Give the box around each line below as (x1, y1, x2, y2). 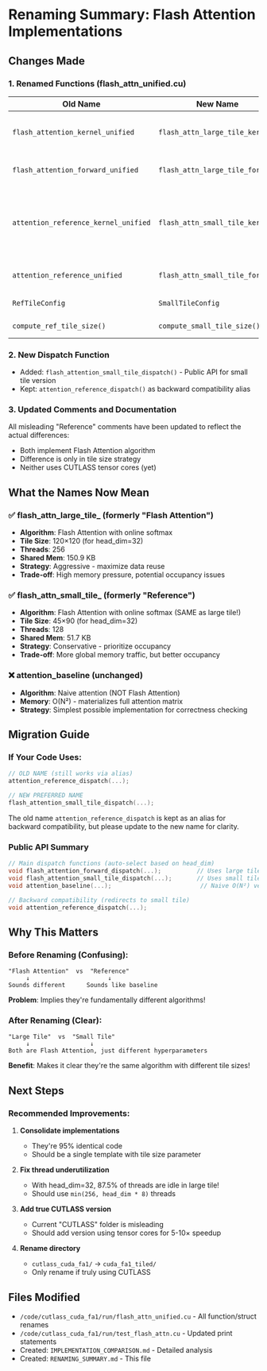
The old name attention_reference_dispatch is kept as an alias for (8, 813, 226, 823)
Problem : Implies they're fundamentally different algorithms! (8, 995, 206, 1005)
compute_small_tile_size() (158, 321, 261, 331)
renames (19, 1319, 49, 1329)
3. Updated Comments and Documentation (8, 404, 177, 415)
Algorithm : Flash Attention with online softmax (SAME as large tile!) (19, 608, 241, 618)
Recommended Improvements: (8, 1107, 130, 1118)
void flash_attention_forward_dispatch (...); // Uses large (8, 867, 244, 875)
